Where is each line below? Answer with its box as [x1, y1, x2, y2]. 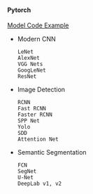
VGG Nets [17, 60, 43, 68]
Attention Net [17, 136, 59, 143]
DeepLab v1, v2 [17, 180, 62, 188]
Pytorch [7, 6, 31, 14]
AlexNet [17, 55, 40, 62]
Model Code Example [7, 21, 69, 30]
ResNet [17, 73, 37, 80]
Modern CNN [17, 35, 56, 44]
